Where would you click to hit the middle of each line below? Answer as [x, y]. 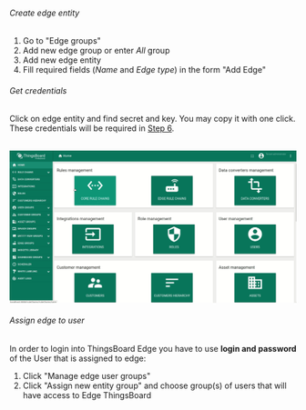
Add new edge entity [62, 60]
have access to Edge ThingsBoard [87, 395]
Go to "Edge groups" [62, 41]
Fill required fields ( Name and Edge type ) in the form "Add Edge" [144, 70]
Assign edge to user [47, 320]
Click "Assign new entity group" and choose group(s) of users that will [154, 385]
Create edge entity [45, 13]
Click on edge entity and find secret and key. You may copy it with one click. [153, 119]
